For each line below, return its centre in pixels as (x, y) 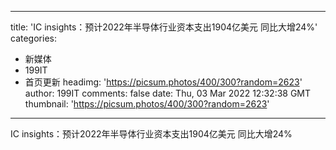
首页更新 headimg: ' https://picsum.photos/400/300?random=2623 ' (163, 82)
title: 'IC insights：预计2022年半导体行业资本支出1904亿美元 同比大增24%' (164, 27)
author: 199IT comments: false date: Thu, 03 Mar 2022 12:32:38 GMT (168, 93)
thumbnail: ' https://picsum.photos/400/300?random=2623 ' (147, 104)
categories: (33, 38)
